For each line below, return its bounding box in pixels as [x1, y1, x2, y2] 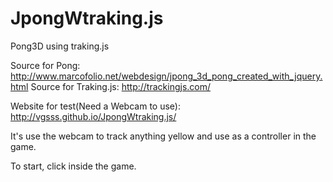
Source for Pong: [10, 59, 81, 71]
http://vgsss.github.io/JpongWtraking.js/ [10, 110, 177, 122]
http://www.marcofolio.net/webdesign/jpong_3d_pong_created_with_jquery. [10, 70, 323, 82]
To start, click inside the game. [10, 160, 137, 172]
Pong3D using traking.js [10, 40, 110, 52]
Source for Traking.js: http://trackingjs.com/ [30, 80, 212, 92]
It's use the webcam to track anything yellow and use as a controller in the [10, 130, 317, 142]
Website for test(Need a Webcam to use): [10, 100, 181, 112]
